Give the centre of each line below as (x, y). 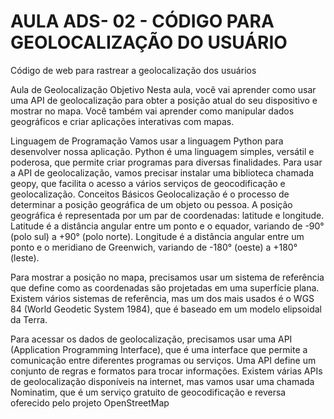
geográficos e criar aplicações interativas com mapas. (122, 121)
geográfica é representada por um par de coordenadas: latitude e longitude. (167, 215)
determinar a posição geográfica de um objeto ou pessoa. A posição (151, 204)
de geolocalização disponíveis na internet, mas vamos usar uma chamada (162, 381)
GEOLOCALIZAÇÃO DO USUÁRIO (149, 42)
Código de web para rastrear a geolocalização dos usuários (133, 70)
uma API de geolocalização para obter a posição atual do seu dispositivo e (164, 100)
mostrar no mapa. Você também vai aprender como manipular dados (152, 111)
